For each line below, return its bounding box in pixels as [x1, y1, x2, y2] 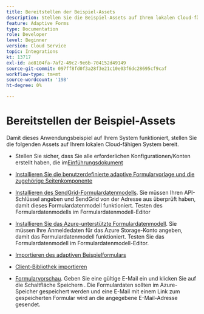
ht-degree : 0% [6, 83, 42, 89]
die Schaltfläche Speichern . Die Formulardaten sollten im [15, 281, 159, 288]
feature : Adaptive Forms [6, 20, 69, 26]
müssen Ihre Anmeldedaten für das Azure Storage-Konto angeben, [15, 226, 183, 234]
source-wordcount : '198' [6, 77, 69, 83]
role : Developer [6, 32, 47, 38]
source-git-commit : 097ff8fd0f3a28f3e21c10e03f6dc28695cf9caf [6, 65, 167, 72]
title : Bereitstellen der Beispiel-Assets [6, 9, 115, 15]
